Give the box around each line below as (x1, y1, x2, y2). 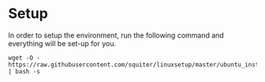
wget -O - (8, 54, 41, 62)
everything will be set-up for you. (8, 38, 117, 48)
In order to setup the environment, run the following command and (8, 30, 225, 40)
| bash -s (8, 67, 41, 75)
